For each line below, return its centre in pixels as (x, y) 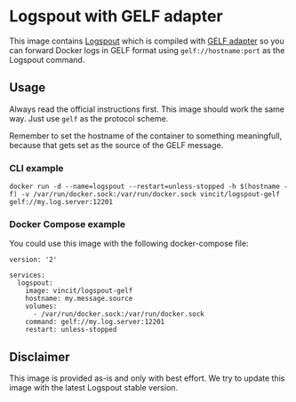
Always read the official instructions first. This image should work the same (147, 109)
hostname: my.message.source (79, 299)
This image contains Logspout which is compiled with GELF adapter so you (147, 41)
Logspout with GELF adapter (116, 16)
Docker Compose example (68, 224)
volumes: (41, 307)
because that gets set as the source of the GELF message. (116, 145)
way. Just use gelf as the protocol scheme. (89, 118)
